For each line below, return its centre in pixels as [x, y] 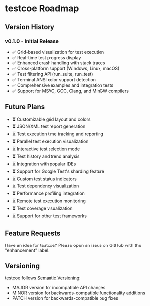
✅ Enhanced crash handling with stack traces [59, 63]
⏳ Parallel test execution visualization [50, 141]
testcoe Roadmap [42, 9]
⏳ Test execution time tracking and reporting [58, 134]
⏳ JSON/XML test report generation [49, 126]
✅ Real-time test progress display [47, 57]
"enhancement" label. [27, 250]
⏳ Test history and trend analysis [46, 156]
